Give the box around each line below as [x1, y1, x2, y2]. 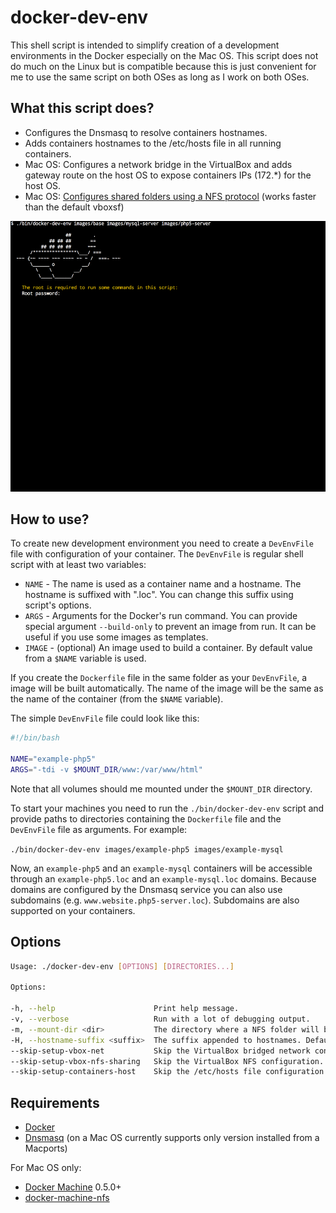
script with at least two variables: [10, 559, 147, 571]
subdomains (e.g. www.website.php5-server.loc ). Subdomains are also [10, 894, 300, 906]
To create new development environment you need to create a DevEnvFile [10, 537, 315, 550]
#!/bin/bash [10, 733, 60, 743]
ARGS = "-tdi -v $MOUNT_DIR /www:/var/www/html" [10, 764, 203, 775]
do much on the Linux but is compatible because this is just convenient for [10, 60, 317, 72]
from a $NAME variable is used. [24, 652, 147, 665]
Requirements [10, 1094, 100, 1111]
